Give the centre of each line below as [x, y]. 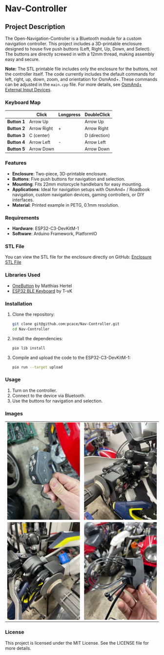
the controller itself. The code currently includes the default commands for [80, 74]
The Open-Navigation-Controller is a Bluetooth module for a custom [73, 38]
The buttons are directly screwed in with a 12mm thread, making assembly [80, 54]
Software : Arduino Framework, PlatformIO [54, 234]
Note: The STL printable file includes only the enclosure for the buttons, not [81, 69]
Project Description [35, 27]
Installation [19, 303]
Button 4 [16, 142]
